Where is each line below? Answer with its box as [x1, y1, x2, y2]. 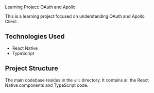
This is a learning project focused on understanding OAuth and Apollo [5, 13, 145, 19]
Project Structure [5, 65, 58, 73]
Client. [5, 19, 18, 24]
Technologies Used [5, 32, 65, 40]
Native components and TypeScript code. [5, 82, 88, 88]
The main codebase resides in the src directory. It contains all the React [5, 77, 149, 83]
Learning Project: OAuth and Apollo [5, 4, 76, 10]
